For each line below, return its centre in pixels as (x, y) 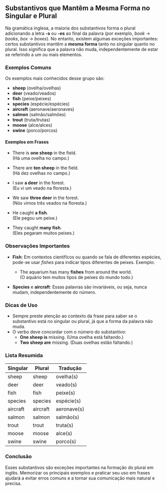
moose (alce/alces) (32, 125)
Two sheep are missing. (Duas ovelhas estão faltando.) (76, 342)
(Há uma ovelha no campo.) (41, 158)
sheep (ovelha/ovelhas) (37, 88)
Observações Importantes (38, 246)
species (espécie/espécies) (41, 104)
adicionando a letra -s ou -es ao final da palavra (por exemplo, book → (78, 33)
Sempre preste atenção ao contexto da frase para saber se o (75, 316)
